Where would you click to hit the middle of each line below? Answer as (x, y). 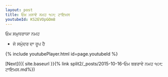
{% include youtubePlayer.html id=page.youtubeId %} (62, 54)
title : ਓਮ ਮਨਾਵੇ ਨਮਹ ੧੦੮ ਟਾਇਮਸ (38, 15)
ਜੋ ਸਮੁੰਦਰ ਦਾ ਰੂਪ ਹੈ (29, 44)
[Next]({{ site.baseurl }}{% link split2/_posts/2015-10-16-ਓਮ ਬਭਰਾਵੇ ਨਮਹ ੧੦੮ (84, 64)
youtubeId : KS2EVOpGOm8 (30, 19)
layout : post (19, 10)
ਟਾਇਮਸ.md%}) (20, 69)
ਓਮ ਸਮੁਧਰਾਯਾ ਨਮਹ (22, 34)
